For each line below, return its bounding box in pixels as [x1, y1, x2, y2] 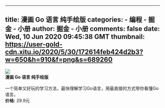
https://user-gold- [5, 40, 63, 49]
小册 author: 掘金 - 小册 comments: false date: [17, 25, 160, 33]
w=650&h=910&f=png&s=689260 [5, 56, 113, 64]
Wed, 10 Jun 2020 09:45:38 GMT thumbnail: [5, 33, 145, 41]
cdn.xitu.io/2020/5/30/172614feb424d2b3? [5, 48, 143, 56]
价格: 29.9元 [5, 97, 30, 103]
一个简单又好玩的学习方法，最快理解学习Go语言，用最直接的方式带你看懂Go [5, 85, 159, 91]
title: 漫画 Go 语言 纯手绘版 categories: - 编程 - [5, 16, 147, 24]
